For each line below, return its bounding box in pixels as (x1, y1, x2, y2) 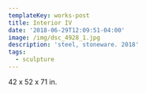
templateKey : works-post (8, 11, 90, 20)
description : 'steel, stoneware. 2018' (8, 41, 140, 49)
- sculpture (15, 56, 55, 64)
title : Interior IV (8, 19, 73, 27)
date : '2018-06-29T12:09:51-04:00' (8, 26, 125, 34)
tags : (8, 48, 26, 56)
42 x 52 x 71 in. (8, 76, 58, 87)
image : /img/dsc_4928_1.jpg (8, 33, 101, 42)
